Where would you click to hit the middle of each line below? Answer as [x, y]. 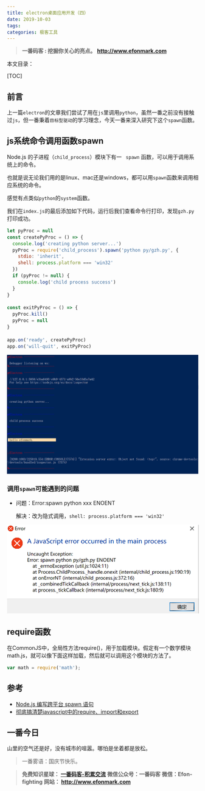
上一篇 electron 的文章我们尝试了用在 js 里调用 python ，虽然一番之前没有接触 [101, 113]
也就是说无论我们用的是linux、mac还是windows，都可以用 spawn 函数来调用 [100, 177]
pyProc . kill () [30, 314]
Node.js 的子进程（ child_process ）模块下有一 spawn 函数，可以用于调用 [98, 157]
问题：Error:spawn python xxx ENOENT [65, 503]
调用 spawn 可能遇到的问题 [43, 489]
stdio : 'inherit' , [41, 256]
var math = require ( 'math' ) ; [44, 667]
